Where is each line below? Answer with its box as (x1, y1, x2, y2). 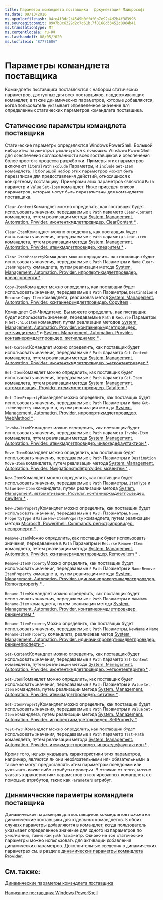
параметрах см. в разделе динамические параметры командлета (5, 848, 143, 854)
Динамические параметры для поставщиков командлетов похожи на (5, 812, 150, 817)
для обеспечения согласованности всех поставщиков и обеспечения (5, 152, 150, 158)
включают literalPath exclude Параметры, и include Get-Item (5, 163, 134, 169)
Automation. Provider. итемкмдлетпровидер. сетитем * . (5, 691, 121, 697)
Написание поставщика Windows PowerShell (5, 890, 98, 896)
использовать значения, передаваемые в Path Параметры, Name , (5, 510, 141, 516)
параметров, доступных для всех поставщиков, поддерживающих (5, 91, 144, 98)
